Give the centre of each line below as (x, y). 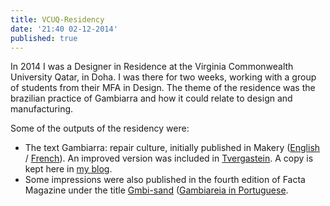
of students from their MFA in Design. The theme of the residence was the (163, 88)
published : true (44, 38)
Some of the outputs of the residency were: (100, 128)
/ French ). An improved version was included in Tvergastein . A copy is (169, 158)
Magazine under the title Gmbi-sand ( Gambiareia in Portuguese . (156, 190)
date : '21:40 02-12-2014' (64, 29)
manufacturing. (42, 109)
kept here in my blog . (68, 169)
